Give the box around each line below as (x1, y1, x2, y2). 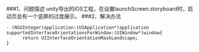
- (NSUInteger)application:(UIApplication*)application (6, 25, 149, 30)
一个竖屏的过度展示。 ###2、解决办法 (26, 13, 121, 20)
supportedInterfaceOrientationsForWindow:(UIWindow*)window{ (6, 30, 163, 36)
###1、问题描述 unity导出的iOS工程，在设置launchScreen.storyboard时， (6, 5, 188, 12)
